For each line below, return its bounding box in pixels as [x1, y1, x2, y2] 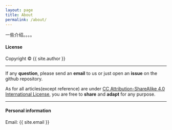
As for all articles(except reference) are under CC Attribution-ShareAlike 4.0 [5, 85, 165, 91]
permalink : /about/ [5, 17, 47, 22]
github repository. [5, 76, 43, 82]
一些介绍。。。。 [5, 32, 35, 38]
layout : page [5, 7, 33, 13]
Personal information [5, 107, 51, 114]
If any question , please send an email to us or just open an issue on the [5, 70, 158, 76]
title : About [5, 12, 33, 17]
